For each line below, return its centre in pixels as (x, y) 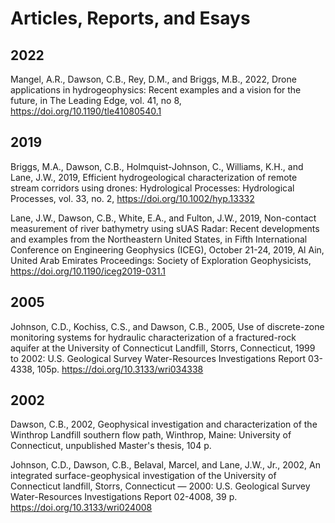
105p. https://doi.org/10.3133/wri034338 (120, 369)
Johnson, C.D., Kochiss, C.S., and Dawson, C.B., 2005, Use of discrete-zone (167, 326)
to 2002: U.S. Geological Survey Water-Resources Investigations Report (158, 358)
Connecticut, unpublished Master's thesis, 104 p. (111, 446)
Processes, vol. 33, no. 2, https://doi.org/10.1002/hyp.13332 (132, 198)
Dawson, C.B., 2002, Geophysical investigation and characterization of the (164, 424)
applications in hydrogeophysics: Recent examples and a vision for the (156, 90)
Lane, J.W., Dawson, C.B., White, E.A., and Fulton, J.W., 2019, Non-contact (163, 218)
